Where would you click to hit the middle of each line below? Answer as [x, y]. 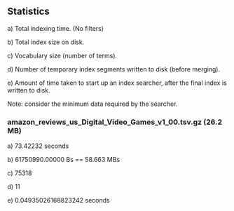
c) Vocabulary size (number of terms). [62, 55]
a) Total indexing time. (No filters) [55, 28]
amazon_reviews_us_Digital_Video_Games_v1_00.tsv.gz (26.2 [115, 122]
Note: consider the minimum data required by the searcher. [92, 104]
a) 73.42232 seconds [38, 146]
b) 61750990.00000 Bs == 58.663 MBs [64, 160]
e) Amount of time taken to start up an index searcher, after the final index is [117, 83]
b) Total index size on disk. [46, 42]
